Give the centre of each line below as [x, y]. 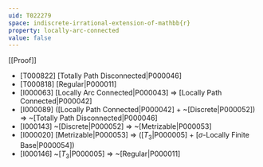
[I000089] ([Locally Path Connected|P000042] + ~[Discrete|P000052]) [137, 110]
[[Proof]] [23, 60]
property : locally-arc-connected [64, 30]
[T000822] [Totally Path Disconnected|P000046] [100, 76]
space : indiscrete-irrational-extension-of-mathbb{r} [100, 23]
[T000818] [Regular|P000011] [68, 84]
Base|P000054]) [47, 146]
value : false [30, 38]
